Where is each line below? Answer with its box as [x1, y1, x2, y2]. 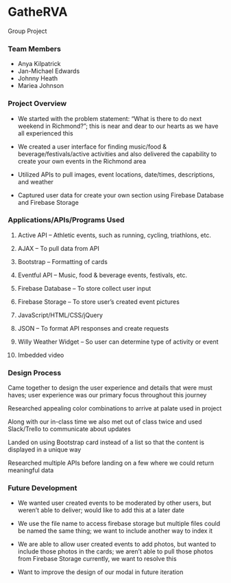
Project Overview [8, 99, 67, 109]
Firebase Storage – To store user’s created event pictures [17, 297, 180, 306]
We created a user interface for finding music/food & [17, 142, 167, 151]
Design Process [8, 368, 62, 377]
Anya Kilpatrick [17, 60, 61, 68]
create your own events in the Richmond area [17, 157, 147, 165]
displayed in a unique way [8, 445, 82, 454]
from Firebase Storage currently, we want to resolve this [17, 555, 177, 563]
